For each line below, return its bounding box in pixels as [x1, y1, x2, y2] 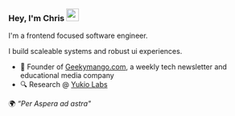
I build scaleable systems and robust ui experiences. [8, 47, 183, 56]
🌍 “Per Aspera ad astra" [8, 99, 92, 109]
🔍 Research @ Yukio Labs [19, 80, 108, 89]
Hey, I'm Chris [8, 12, 65, 23]
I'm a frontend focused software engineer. [8, 31, 148, 40]
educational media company [19, 71, 114, 81]
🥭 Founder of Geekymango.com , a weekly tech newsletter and [19, 62, 228, 72]
